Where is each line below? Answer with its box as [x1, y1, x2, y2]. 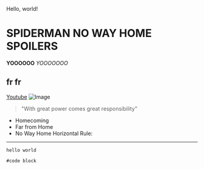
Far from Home [15, 123, 53, 130]
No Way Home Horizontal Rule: [15, 129, 93, 137]
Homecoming [15, 117, 49, 124]
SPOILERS [6, 40, 58, 53]
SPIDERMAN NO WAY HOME [6, 27, 152, 40]
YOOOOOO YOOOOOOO [6, 59, 69, 66]
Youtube [6, 93, 27, 100]
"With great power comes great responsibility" [21, 105, 138, 112]
